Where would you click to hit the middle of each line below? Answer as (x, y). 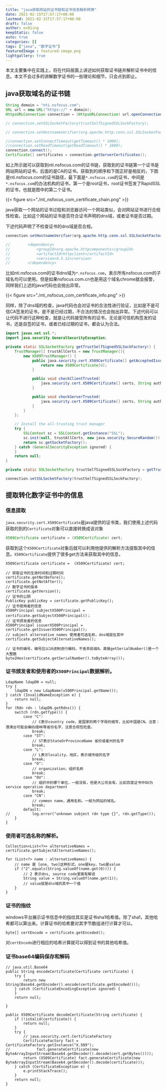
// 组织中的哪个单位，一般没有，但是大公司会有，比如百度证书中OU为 (92, 783)
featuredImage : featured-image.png (43, 51)
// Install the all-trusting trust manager (60, 424)
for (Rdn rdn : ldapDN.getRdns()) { (43, 708)
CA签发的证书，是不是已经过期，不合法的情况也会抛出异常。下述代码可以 (84, 312)
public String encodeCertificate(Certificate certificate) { (70, 971)
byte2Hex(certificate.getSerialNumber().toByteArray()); (65, 658)
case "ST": (34, 736)
